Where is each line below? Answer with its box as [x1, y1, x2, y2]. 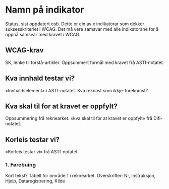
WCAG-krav [5, 46, 44, 54]
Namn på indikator [5, 4, 84, 16]
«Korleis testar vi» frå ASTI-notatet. [5, 149, 79, 155]
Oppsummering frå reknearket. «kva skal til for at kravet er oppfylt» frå [5, 115, 153, 121]
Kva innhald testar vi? [5, 74, 75, 83]
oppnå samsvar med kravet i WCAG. [5, 31, 81, 37]
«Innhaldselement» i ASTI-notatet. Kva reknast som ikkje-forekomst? [5, 87, 148, 93]
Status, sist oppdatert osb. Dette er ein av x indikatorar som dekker [5, 21, 145, 27]
